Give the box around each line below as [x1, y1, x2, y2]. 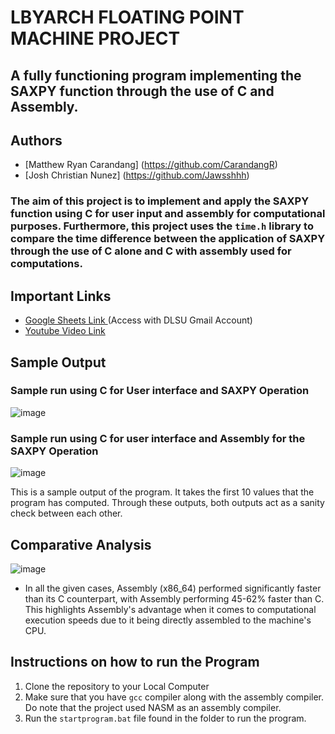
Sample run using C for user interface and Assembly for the [10, 431, 306, 445]
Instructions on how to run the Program [10, 654, 260, 671]
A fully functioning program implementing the [10, 67, 302, 84]
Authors [10, 132, 63, 149]
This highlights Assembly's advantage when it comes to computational [24, 603, 317, 615]
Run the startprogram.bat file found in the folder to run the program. [24, 712, 307, 724]
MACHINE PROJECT [10, 27, 181, 50]
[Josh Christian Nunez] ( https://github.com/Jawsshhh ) [24, 169, 250, 181]
